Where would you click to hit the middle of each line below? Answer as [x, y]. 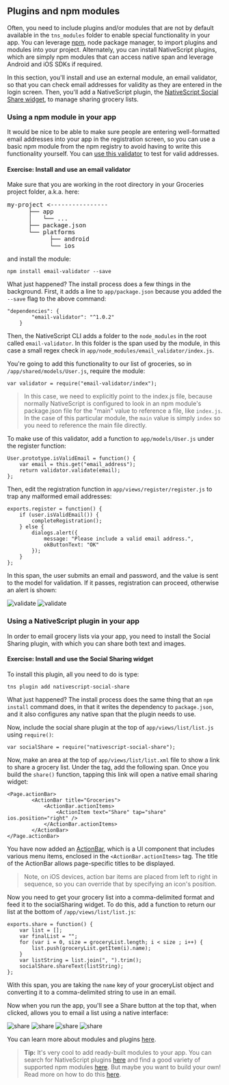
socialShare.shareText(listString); [72, 966]
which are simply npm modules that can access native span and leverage [110, 57]
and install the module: [39, 259]
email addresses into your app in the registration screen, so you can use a [111, 139]
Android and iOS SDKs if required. [55, 64]
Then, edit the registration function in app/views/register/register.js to [110, 489]
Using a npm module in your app [62, 117]
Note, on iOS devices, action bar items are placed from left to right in [120, 876]
